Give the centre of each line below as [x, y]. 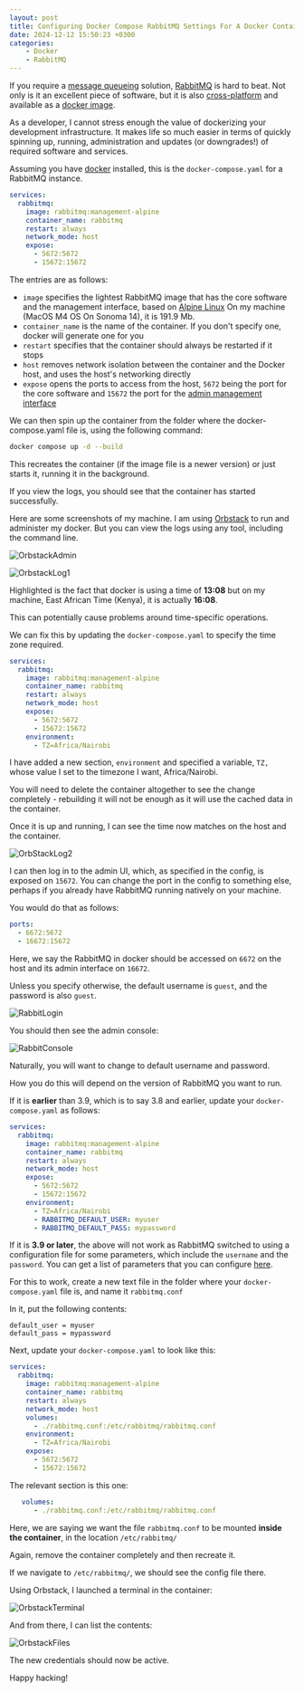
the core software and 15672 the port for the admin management [142, 393]
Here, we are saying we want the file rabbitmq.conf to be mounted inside [146, 1527]
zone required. [37, 645]
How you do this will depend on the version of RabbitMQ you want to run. [146, 1083]
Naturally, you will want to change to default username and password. [139, 1066]
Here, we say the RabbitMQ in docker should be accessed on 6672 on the [146, 959]
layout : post [34, 18]
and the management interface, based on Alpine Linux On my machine [154, 306]
